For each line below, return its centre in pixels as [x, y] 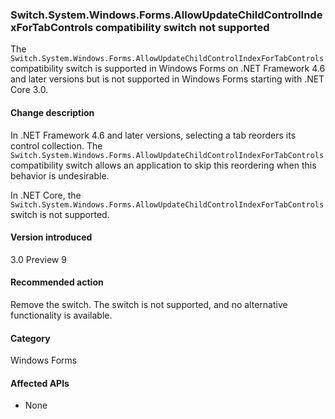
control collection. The [56, 145]
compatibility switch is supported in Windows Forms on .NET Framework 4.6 [168, 69]
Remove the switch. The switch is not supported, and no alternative [149, 304]
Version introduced [51, 237]
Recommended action [57, 282]
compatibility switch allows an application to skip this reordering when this [163, 165]
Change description [52, 112]
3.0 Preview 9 [38, 259]
